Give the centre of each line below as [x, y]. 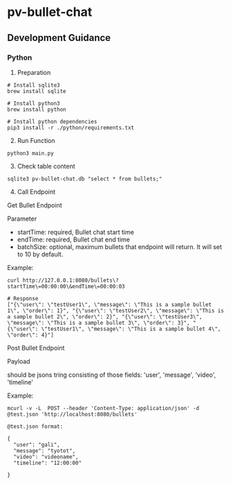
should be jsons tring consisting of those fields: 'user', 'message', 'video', [112, 375]
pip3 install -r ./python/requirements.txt [71, 128]
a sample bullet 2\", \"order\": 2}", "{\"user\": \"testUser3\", [105, 316]
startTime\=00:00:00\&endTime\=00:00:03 [66, 286]
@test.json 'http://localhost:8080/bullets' [72, 414]
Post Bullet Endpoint [36, 348]
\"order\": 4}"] [30, 335]
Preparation [34, 72]
